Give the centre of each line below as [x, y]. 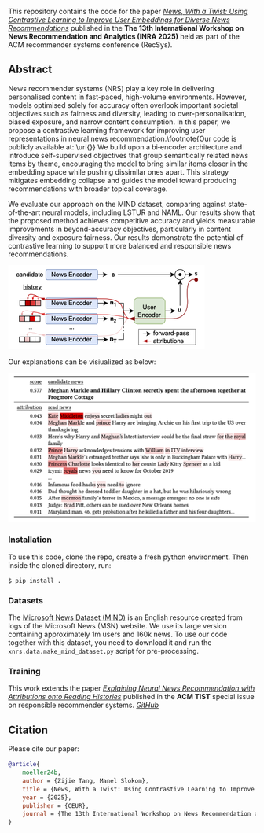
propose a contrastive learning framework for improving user [107, 130]
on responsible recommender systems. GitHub [84, 705]
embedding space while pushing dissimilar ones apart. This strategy [119, 171]
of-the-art [24, 212]
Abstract [30, 70]
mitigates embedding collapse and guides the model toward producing [123, 180]
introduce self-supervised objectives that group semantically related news [128, 155]
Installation [30, 540]
